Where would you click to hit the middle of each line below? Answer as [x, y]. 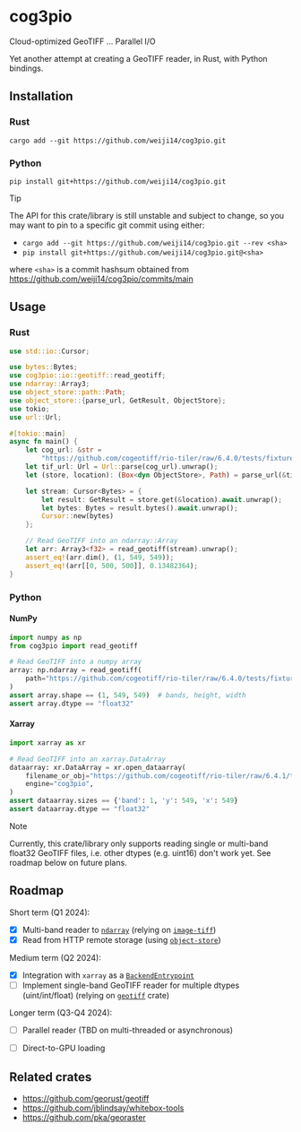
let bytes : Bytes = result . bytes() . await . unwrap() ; [140, 508]
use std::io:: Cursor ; [50, 351]
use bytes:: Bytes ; [43, 367]
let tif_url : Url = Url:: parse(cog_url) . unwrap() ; [122, 467]
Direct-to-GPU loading [64, 1048]
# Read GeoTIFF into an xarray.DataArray [88, 759]
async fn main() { [43, 442]
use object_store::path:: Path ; [68, 393]
